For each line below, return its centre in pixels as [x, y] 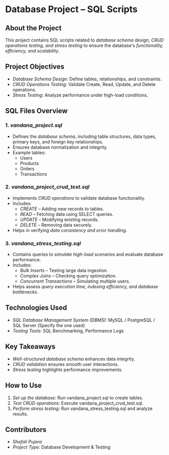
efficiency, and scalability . [32, 51]
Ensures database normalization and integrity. [60, 147]
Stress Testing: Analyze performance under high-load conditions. [80, 95]
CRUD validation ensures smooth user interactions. [66, 364]
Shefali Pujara [27, 442]
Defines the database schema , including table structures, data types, [84, 136]
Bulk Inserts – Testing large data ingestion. [64, 270]
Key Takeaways [30, 347]
